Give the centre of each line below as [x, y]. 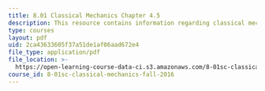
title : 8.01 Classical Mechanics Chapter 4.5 [84, 15]
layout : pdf [28, 38]
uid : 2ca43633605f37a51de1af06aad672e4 [74, 45]
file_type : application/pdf [54, 52]
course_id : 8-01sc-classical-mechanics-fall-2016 [91, 74]
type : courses [32, 30]
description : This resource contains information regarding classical [127, 23]
